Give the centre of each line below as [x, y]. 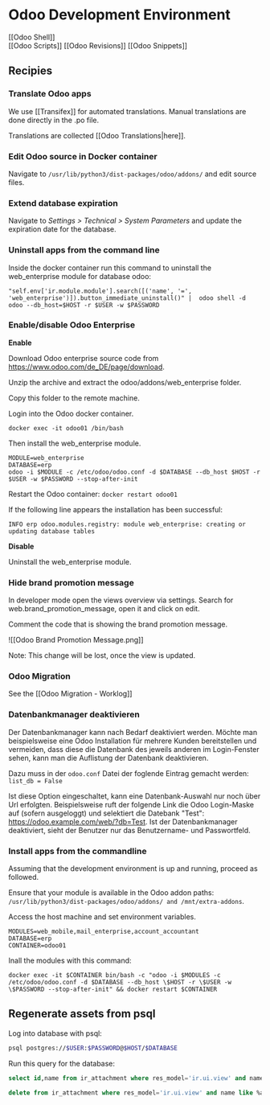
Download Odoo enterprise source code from [84, 358]
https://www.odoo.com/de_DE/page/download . [86, 367]
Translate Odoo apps [50, 94]
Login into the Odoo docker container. [71, 413]
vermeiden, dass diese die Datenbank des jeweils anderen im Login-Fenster [134, 749]
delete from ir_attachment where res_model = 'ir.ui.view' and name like [131, 1093]
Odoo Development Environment [120, 15]
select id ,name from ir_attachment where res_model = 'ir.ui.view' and [127, 1078]
